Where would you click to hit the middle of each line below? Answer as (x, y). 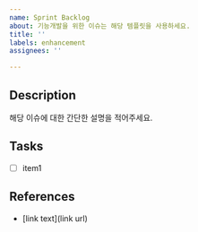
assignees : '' (36, 51)
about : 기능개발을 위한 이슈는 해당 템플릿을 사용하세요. (100, 26)
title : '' (28, 34)
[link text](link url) (55, 218)
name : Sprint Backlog (50, 17)
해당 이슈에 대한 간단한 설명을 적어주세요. (81, 117)
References (42, 197)
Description (43, 95)
